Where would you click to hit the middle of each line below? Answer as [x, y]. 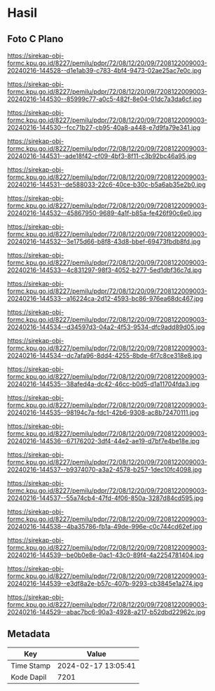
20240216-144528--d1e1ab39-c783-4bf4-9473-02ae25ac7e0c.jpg [104, 71]
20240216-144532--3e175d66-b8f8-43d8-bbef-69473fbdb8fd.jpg [104, 241]
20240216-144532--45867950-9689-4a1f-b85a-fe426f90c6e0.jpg [104, 213]
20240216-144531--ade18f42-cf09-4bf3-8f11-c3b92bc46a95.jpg [102, 156]
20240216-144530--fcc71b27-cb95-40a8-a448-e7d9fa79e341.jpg [104, 127]
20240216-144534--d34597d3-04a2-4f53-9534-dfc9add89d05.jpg [106, 327]
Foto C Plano [35, 39]
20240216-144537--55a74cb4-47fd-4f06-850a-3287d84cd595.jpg [105, 498]
